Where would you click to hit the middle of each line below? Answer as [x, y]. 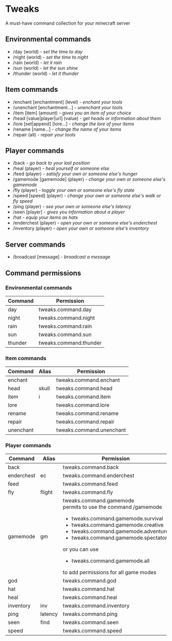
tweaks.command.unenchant [91, 430]
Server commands [35, 244]
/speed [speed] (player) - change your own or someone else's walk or [87, 196]
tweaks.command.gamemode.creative [117, 525]
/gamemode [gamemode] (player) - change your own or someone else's [89, 179]
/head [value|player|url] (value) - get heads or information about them [87, 118]
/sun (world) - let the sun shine [45, 68]
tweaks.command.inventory [96, 606]
